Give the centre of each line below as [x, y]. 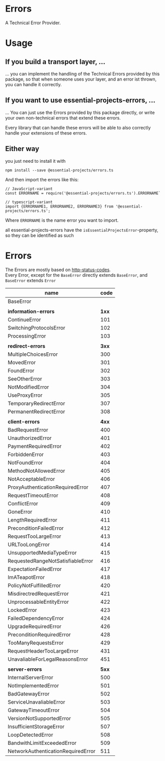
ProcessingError [27, 336]
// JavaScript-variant [29, 189]
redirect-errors [26, 346]
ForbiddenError [26, 454]
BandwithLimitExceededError [42, 743]
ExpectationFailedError [35, 569]
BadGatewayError [29, 693]
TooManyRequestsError [36, 643]
